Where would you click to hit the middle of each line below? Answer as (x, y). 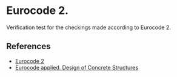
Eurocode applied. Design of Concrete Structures (77, 67)
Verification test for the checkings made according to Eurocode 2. (88, 27)
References (28, 46)
